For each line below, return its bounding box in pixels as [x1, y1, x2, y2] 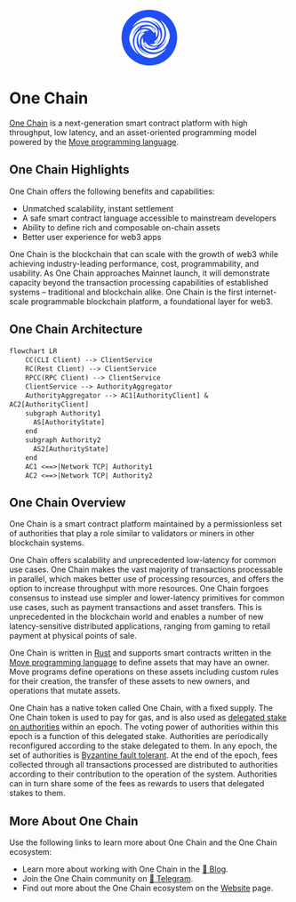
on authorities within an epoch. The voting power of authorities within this [9, 721, 279, 732]
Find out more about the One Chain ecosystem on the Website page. [21, 882, 274, 894]
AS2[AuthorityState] [32, 444, 109, 454]
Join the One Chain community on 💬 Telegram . [21, 874, 194, 884]
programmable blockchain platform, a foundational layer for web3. [30, 295, 273, 307]
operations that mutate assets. [9, 686, 121, 697]
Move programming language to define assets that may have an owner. [9, 657, 269, 668]
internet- [244, 286, 277, 297]
